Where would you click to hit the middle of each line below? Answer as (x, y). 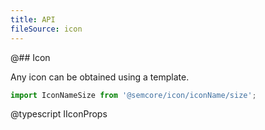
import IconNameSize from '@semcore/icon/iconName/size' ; (133, 95)
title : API (33, 19)
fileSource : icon (46, 29)
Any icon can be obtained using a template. (100, 77)
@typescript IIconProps (59, 114)
